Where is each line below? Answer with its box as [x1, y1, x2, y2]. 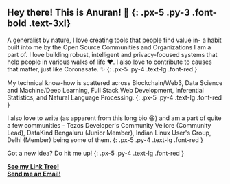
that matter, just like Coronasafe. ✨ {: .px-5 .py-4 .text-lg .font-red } [7, 65, 198, 73]
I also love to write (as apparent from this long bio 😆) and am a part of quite [7, 114, 222, 122]
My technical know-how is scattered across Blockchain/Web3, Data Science [7, 78, 223, 87]
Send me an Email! [7, 170, 61, 178]
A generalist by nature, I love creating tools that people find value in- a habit [7, 36, 222, 44]
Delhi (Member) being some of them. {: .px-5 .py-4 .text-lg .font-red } [7, 135, 204, 144]
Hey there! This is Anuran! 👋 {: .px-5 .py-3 [7, 7, 190, 19]
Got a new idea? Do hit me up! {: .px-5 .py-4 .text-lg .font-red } [7, 149, 184, 157]
